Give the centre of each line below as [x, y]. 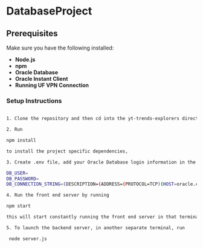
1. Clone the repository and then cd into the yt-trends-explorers [93, 119]
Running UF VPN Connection [52, 85]
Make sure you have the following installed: [60, 48]
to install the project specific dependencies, [67, 151]
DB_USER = [17, 173]
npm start [19, 206]
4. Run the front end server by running [58, 195]
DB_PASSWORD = [23, 179]
